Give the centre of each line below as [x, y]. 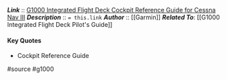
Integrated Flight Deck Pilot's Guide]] [60, 24]
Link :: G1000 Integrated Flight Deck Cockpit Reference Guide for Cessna [111, 10]
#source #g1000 [30, 69]
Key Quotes [24, 40]
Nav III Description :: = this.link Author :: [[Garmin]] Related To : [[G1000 [113, 17]
